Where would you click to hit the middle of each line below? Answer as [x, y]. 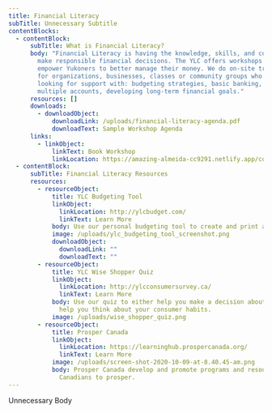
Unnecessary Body [40, 400]
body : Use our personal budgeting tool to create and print [155, 227]
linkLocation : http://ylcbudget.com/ [123, 211]
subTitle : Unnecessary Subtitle [63, 23]
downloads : [48, 106]
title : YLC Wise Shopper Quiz [102, 272]
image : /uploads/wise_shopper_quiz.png [119, 317]
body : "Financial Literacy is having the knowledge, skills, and [142, 53]
